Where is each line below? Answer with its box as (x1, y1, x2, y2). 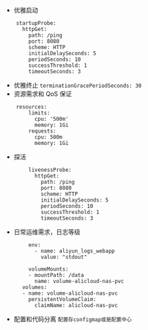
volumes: (21, 284, 47, 291)
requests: (28, 128, 56, 135)
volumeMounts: (28, 266, 69, 273)
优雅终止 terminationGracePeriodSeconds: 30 (13, 81, 142, 89)
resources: (16, 104, 47, 110)
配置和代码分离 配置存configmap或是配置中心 (13, 315, 132, 323)
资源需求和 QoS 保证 (13, 90, 72, 98)
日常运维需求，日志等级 (13, 228, 81, 236)
